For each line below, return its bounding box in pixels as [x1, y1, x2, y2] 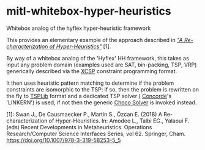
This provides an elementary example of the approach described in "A [6, 36, 184, 43]
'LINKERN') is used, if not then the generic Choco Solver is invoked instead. [6, 99, 197, 106]
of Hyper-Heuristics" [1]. [49, 43, 111, 50]
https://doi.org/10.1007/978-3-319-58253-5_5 [6, 136, 121, 144]
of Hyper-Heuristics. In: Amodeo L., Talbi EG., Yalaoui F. [48, 117, 190, 124]
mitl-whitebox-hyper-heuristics [6, 4, 171, 18]
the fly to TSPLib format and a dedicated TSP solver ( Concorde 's [6, 92, 172, 99]
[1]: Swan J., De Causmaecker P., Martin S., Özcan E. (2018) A [6, 110, 162, 118]
